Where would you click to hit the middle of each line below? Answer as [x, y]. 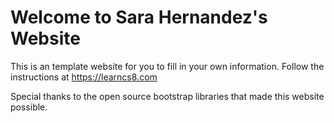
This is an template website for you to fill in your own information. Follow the [167, 66]
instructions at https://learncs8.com [84, 77]
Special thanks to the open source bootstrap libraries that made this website [167, 96]
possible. [29, 107]
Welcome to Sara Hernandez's [139, 17]
